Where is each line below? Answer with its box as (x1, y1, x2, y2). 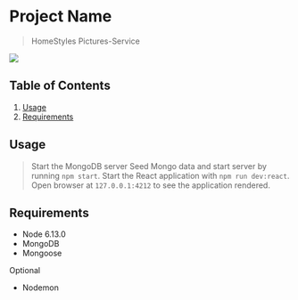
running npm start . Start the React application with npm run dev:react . (30, 170, 290, 181)
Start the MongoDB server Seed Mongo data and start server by (30, 160, 268, 171)
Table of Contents (9, 78, 112, 93)
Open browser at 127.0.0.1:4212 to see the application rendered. (30, 180, 270, 191)
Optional (9, 265, 41, 276)
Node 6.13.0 (21, 229, 66, 239)
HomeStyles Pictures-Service (30, 36, 140, 46)
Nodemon (21, 282, 60, 293)
